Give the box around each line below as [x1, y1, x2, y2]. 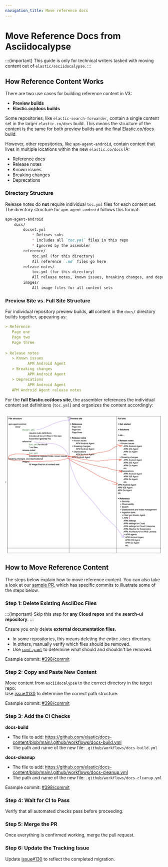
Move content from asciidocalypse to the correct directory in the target [5, 680, 152, 686]
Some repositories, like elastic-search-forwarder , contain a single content [5, 115, 159, 121]
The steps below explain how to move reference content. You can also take [5, 576, 160, 583]
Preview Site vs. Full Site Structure [5, 297, 91, 304]
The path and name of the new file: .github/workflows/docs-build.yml [12, 744, 157, 750]
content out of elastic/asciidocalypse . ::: [5, 63, 91, 69]
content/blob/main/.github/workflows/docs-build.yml [12, 739, 121, 745]
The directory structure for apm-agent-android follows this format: [5, 206, 140, 212]
